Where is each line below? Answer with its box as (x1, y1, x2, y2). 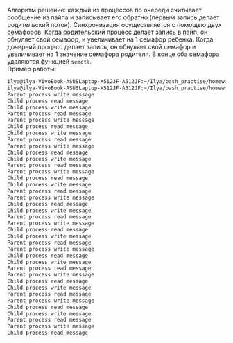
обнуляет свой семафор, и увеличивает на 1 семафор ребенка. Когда (7, 35, 214, 44)
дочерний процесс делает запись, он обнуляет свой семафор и (7, 43, 196, 51)
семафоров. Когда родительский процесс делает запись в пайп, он (7, 28, 208, 36)
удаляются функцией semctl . (7, 58, 92, 65)
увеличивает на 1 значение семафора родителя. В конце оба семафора (7, 50, 220, 58)
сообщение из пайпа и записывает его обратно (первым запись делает (7, 13, 220, 21)
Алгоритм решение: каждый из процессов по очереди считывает (7, 6, 202, 14)
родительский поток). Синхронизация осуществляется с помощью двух (7, 21, 222, 28)
